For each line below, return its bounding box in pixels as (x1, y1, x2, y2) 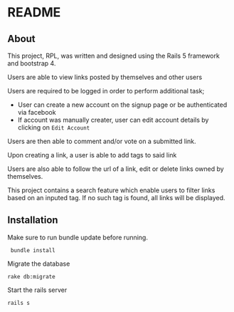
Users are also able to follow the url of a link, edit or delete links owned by (7, 165, 224, 173)
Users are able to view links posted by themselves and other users (7, 73, 203, 81)
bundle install (10, 246, 55, 254)
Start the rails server (7, 286, 68, 294)
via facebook (17, 108, 56, 116)
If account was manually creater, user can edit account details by (17, 115, 209, 124)
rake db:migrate (7, 273, 55, 280)
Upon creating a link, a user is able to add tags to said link (7, 151, 177, 159)
